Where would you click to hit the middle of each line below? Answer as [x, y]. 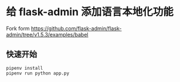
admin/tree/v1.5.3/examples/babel [47, 34]
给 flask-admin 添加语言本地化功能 [90, 12]
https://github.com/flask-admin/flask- [77, 28]
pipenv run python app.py [38, 73]
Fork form [18, 28]
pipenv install [25, 68]
